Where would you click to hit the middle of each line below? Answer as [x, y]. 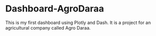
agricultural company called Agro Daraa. [48, 27]
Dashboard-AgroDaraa [55, 9]
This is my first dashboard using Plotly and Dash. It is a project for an [78, 22]
